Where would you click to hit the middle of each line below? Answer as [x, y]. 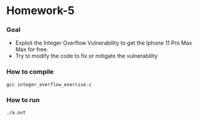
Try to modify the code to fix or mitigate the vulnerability [86, 56]
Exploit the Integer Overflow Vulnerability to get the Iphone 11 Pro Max [104, 43]
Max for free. [32, 50]
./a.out [16, 113]
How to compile [30, 72]
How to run [23, 100]
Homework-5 [40, 11]
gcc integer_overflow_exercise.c [49, 84]
